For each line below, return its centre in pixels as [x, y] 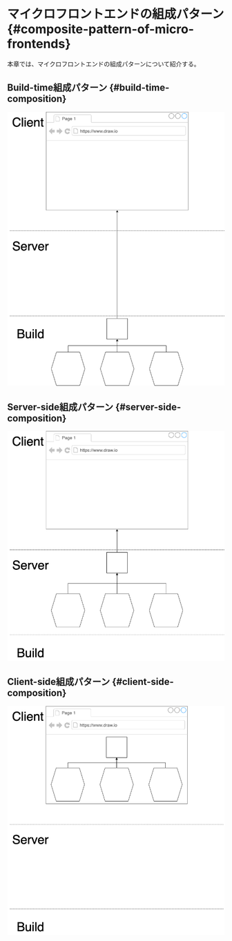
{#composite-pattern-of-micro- [101, 29]
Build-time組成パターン [57, 88]
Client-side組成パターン [59, 682]
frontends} [39, 44]
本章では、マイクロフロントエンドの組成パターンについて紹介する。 [104, 63]
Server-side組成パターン [60, 407]
